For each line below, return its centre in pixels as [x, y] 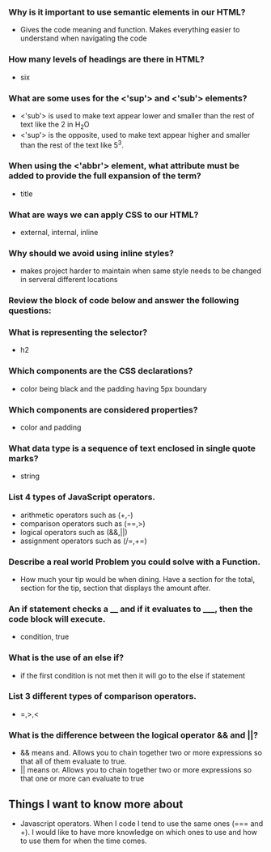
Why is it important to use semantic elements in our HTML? [127, 12]
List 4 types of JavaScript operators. [82, 497]
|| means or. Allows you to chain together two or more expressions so [136, 770]
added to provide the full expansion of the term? [105, 176]
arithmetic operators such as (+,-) [76, 515]
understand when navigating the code [83, 38]
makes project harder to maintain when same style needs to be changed [140, 271]
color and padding [51, 427]
